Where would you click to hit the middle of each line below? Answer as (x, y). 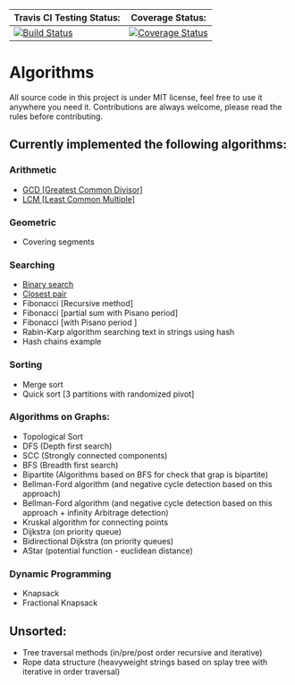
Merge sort (43, 384)
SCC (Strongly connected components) (95, 455)
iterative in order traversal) (71, 672)
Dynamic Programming (60, 574)
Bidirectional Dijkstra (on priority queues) (98, 541)
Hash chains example (62, 342)
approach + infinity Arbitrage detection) (95, 512)
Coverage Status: (169, 17)
